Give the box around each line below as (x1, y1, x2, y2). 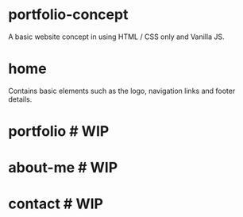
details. (8, 94, 33, 104)
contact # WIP (8, 195, 103, 213)
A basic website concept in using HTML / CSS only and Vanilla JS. (8, 32, 225, 41)
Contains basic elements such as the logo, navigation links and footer (8, 86, 236, 95)
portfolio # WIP (8, 122, 110, 141)
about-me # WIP (8, 159, 118, 176)
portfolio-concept (8, 6, 129, 24)
